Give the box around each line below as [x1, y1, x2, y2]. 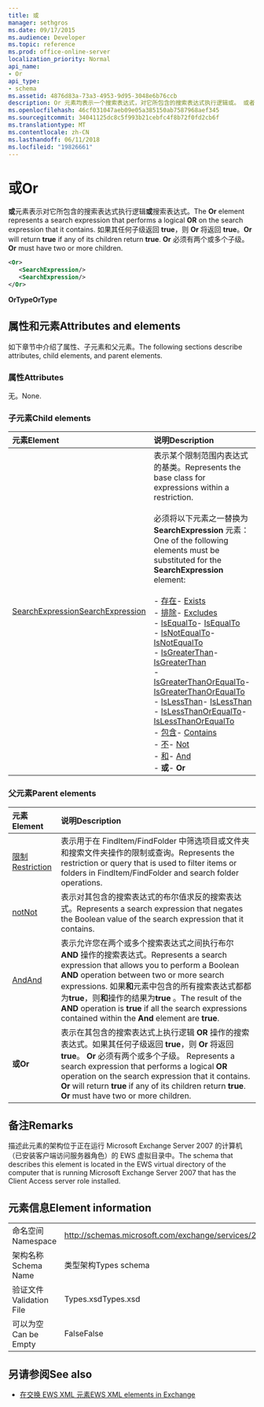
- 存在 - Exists [153, 595, 206, 606]
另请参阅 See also [8, 1368, 93, 1381]
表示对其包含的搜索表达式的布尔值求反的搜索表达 [60, 891, 242, 902]
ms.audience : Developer [8, 33, 86, 42]
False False [64, 1328, 104, 1339]
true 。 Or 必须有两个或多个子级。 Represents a [60, 1050, 236, 1061]
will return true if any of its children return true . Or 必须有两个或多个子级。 [8, 235, 249, 244]
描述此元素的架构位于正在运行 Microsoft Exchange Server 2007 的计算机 [8, 1141, 243, 1151]
